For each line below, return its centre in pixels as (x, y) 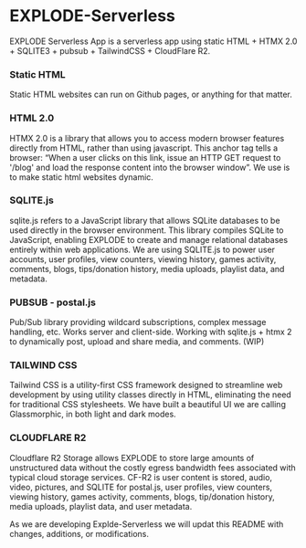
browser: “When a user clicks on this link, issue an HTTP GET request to (145, 157)
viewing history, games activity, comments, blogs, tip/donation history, (142, 496)
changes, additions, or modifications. (79, 533)
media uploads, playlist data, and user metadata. (101, 506)
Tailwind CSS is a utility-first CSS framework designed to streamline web (146, 385)
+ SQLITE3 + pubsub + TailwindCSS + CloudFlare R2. (110, 50)
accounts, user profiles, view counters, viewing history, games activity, (143, 259)
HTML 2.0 (32, 118)
